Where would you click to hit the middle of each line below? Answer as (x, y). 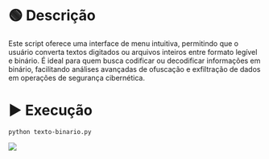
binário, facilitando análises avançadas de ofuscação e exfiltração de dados (134, 69)
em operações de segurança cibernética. (77, 77)
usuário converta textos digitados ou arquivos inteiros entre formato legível (133, 52)
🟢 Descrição (52, 16)
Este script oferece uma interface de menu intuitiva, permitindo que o (124, 43)
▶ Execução (50, 111)
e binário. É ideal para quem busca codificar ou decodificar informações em (134, 61)
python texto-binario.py (50, 132)
